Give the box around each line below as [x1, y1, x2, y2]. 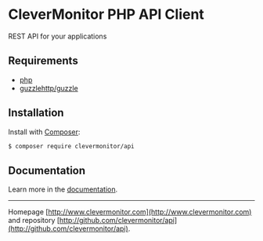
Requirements [8, 54, 78, 68]
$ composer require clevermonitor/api [8, 142, 135, 150]
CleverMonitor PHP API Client [8, 5, 205, 24]
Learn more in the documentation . [8, 184, 118, 194]
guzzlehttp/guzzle [19, 83, 78, 93]
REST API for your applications [8, 31, 107, 41]
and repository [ [8, 216, 60, 225]
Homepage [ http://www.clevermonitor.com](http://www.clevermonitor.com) [8, 207, 252, 217]
